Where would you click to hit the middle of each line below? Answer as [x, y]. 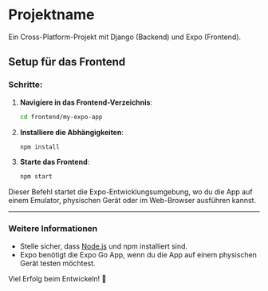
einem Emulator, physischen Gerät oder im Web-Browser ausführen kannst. [132, 201]
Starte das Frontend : [55, 162]
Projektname [51, 15]
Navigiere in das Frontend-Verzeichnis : [86, 102]
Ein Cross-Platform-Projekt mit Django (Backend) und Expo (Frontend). [125, 37]
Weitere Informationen [53, 229]
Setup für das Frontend [67, 62]
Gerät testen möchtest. [57, 263]
